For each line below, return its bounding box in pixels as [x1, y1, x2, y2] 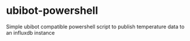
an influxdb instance [6, 29, 55, 36]
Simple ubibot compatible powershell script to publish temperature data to [6, 23, 185, 30]
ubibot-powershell [6, 4, 98, 17]
